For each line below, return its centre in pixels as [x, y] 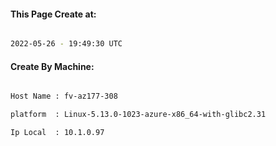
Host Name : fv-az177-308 [64, 96]
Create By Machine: [52, 66]
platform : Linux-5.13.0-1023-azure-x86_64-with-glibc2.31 [138, 115]
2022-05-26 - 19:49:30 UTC [66, 44]
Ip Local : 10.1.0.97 [57, 133]
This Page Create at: [53, 14]
